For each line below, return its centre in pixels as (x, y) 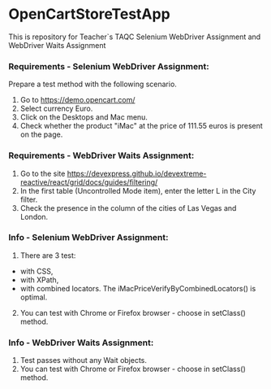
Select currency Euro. (56, 109)
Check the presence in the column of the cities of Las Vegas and (128, 208)
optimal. (34, 297)
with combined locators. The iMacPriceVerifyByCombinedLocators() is (138, 288)
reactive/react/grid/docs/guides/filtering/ (89, 182)
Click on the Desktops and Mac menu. (84, 117)
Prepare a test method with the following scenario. (92, 84)
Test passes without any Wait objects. (84, 361)
